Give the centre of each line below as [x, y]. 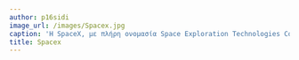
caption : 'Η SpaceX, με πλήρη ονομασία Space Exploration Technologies [145, 34]
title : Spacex [36, 42]
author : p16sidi [39, 17]
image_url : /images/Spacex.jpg [67, 26]
